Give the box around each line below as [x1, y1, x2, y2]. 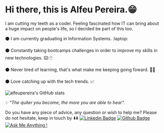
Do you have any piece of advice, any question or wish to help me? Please [5, 109, 157, 115]
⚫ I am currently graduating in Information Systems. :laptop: [5, 35, 128, 41]
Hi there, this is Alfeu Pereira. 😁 [5, 4, 137, 15]
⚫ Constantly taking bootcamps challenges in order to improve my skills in [5, 47, 158, 53]
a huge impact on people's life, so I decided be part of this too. [5, 25, 134, 31]
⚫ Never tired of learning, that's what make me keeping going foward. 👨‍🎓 [5, 66, 156, 72]
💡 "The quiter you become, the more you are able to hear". [5, 99, 125, 105]
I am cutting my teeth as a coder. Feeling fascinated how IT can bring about [5, 20, 160, 26]
